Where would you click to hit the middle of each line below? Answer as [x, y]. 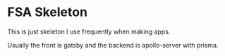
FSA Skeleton [48, 12]
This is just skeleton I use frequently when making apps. [89, 31]
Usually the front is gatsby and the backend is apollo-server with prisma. [113, 45]
